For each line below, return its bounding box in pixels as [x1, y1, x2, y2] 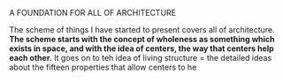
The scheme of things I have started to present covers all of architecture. [9, 25, 276, 34]
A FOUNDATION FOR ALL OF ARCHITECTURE [9, 8, 177, 18]
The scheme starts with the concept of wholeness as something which [9, 34, 276, 44]
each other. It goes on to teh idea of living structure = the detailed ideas [9, 53, 272, 63]
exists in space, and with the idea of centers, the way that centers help [9, 43, 274, 54]
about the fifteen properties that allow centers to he [9, 62, 197, 72]
